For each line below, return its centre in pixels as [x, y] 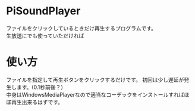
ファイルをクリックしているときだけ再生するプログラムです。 [81, 28]
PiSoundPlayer [43, 11]
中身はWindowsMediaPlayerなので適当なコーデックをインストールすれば [95, 94]
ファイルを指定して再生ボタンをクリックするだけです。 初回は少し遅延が [95, 79]
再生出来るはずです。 [37, 102]
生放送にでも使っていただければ [45, 36]
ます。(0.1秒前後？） [41, 87]
